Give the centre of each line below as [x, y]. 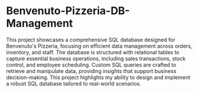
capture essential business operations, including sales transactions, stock [96, 58]
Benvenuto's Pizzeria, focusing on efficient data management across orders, [99, 46]
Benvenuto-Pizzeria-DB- [68, 11]
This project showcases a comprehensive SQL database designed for [91, 40]
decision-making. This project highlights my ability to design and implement [98, 77]
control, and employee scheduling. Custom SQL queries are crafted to [91, 65]
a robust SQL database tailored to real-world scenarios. [74, 83]
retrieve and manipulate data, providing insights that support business [91, 71]
